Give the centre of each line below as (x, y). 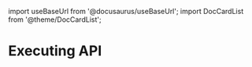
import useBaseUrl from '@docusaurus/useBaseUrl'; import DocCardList (126, 11)
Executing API (55, 51)
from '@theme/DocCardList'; (55, 19)
